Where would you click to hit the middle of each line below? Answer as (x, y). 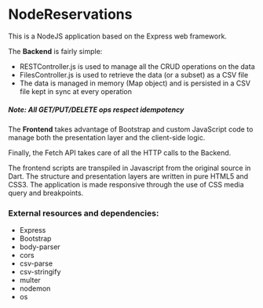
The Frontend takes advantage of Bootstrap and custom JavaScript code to (131, 129)
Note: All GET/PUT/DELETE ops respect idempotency (96, 109)
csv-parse (36, 263)
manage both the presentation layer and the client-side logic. (107, 137)
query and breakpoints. (46, 193)
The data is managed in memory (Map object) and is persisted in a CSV (135, 83)
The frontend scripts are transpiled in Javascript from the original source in (130, 168)
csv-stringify (40, 272)
